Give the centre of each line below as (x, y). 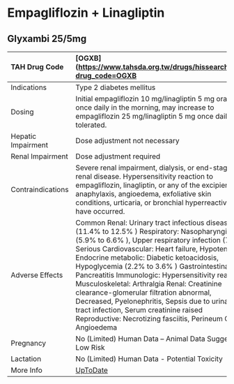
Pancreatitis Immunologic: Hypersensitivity (146, 275)
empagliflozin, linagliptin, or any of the (138, 185)
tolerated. (91, 125)
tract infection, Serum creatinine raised (139, 310)
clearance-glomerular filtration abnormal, (143, 293)
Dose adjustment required (118, 156)
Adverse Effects (37, 275)
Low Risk (90, 347)
